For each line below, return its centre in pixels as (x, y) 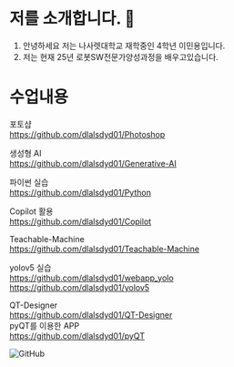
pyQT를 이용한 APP (45, 325)
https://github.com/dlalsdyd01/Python (81, 192)
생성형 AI (25, 153)
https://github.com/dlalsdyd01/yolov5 (80, 287)
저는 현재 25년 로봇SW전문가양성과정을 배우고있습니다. (120, 56)
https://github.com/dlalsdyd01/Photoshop (87, 134)
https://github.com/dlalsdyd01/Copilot (81, 221)
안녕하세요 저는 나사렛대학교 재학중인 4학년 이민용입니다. (124, 46)
